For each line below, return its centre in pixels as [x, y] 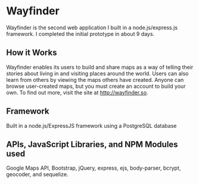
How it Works [32, 53]
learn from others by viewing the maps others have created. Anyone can [95, 79]
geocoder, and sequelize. [37, 174]
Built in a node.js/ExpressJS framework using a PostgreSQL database [91, 125]
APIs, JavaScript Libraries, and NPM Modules [92, 144]
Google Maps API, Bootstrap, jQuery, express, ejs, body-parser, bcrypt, [94, 168]
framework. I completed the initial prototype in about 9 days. [80, 33]
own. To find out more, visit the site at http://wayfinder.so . [77, 92]
